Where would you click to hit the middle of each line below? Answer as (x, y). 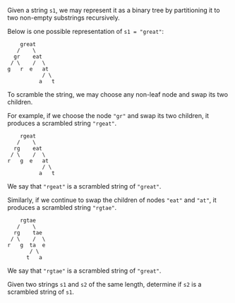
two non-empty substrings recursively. (64, 18)
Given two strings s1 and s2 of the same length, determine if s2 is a (104, 284)
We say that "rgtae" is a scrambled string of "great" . (84, 271)
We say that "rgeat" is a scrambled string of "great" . (84, 186)
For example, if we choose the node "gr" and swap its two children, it (108, 115)
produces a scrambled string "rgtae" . (62, 207)
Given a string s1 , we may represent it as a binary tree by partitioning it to (114, 10)
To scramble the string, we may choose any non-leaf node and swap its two (117, 94)
